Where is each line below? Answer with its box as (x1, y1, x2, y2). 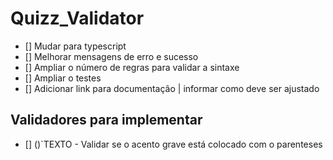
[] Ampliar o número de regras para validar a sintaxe (24, 61, 240, 73)
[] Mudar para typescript (24, 40, 127, 52)
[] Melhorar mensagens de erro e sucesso (24, 50, 199, 62)
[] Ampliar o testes (24, 72, 102, 84)
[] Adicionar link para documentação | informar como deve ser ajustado (24, 82, 320, 94)
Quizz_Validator (10, 7, 145, 30)
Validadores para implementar (10, 112, 203, 129)
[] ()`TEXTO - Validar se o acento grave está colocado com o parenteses (24, 138, 323, 150)
